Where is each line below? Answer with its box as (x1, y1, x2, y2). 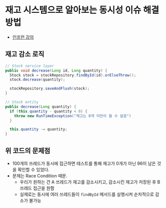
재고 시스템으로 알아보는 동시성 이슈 (5, 4, 141, 16)
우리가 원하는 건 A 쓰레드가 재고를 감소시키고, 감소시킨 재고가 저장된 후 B (19, 179, 161, 185)
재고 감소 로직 (5, 50, 45, 58)
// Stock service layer (5, 63, 55, 68)
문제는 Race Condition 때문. (12, 172, 68, 178)
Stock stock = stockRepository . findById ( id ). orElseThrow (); (9, 73, 136, 78)
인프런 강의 (12, 34, 34, 40)
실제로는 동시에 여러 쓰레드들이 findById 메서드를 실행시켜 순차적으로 (19, 191, 155, 197)
